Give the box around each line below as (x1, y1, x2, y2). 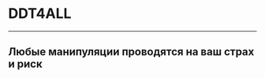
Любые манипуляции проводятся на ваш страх (8, 45, 255, 58)
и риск (8, 58, 43, 71)
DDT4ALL (8, 5, 72, 23)
